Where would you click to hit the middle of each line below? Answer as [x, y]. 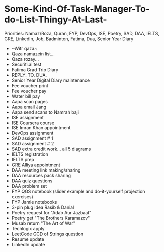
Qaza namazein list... [33, 54]
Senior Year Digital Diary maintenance [51, 80]
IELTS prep [23, 159]
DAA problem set [29, 186]
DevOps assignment [33, 133]
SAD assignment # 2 [33, 143]
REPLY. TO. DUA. [29, 75]
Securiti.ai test [27, 64]
